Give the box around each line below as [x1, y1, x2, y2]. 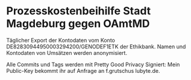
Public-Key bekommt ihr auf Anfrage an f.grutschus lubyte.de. [6, 67, 160, 74]
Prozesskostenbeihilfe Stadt [6, 4, 151, 18]
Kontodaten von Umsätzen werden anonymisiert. [6, 49, 128, 56]
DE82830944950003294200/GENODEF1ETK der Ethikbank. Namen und [6, 43, 186, 50]
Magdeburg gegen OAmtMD [6, 17, 150, 30]
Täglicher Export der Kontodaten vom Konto [6, 36, 116, 44]
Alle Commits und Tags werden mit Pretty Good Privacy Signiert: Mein [6, 61, 180, 68]
